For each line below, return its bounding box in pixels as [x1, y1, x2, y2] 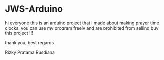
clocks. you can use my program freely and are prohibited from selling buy [5, 25, 159, 30]
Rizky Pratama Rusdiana [5, 49, 55, 55]
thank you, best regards [5, 39, 54, 45]
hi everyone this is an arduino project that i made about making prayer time [5, 20, 160, 26]
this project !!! [5, 30, 33, 36]
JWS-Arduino [5, 3, 63, 15]
